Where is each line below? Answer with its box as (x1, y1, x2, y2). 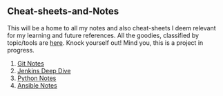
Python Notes (17, 74, 57, 82)
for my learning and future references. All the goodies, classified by (7, 31, 199, 39)
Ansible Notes (17, 81, 57, 89)
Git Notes (17, 59, 45, 68)
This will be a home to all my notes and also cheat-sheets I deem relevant (7, 23, 216, 32)
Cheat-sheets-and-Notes (7, 6, 119, 17)
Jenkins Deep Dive (17, 66, 71, 75)
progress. (7, 46, 35, 54)
